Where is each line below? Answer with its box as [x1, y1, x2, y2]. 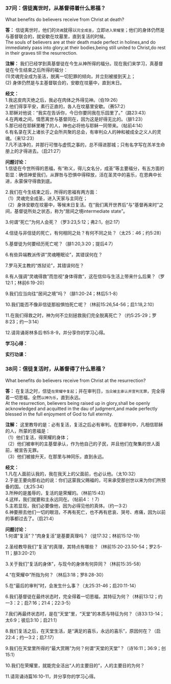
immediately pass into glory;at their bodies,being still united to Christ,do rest [5, 44, 166, 51]
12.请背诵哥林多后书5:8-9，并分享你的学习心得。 [5, 330, 108, 336]
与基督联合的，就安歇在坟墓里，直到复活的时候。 [5, 33, 108, 39]
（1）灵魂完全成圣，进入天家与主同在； [5, 195, 88, 201]
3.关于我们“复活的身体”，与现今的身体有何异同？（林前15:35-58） [5, 561, 144, 567]
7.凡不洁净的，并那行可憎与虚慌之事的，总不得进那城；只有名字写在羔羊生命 [5, 142, 165, 148]
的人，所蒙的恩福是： [5, 428, 50, 434]
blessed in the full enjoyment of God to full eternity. [5, 411, 113, 417]
